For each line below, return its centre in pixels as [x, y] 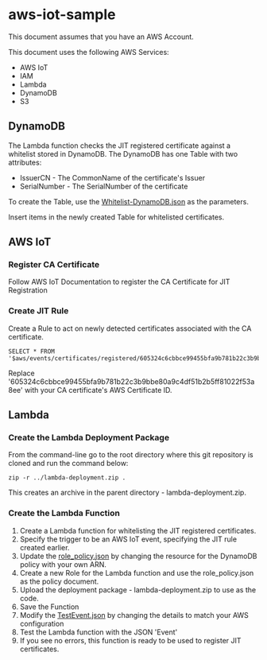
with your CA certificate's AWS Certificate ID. [98, 390]
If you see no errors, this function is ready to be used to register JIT [130, 640]
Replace [21, 373]
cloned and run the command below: [68, 464]
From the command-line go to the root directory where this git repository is [131, 455]
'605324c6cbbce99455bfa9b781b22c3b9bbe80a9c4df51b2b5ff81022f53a [132, 381]
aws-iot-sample [62, 15]
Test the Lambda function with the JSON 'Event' [99, 632]
